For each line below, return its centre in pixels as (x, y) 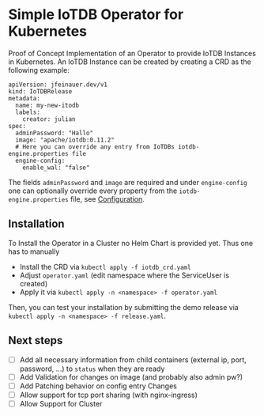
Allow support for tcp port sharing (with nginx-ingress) (108, 395)
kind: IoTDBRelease (40, 91)
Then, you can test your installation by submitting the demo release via (123, 307)
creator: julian (49, 119)
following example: (39, 70)
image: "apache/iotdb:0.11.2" (65, 140)
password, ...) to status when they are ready (92, 369)
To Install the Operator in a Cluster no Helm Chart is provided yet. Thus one (131, 243)
